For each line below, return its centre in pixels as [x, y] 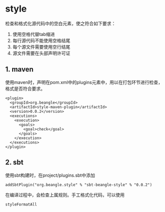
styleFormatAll [21, 204]
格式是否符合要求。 [25, 89]
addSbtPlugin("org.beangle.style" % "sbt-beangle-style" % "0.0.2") [79, 185]
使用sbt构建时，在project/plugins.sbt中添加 [50, 175]
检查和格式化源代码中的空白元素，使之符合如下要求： [61, 23]
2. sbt [14, 162]
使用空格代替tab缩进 [34, 34]
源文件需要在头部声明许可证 [41, 53]
